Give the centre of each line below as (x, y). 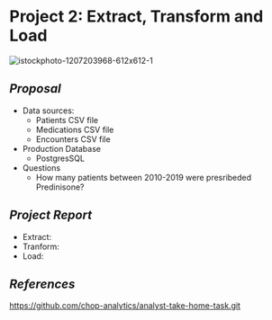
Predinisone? (60, 187)
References (42, 284)
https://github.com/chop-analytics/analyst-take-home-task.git (125, 306)
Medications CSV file (75, 129)
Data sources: (48, 111)
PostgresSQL (60, 158)
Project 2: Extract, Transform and (136, 17)
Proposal (35, 89)
